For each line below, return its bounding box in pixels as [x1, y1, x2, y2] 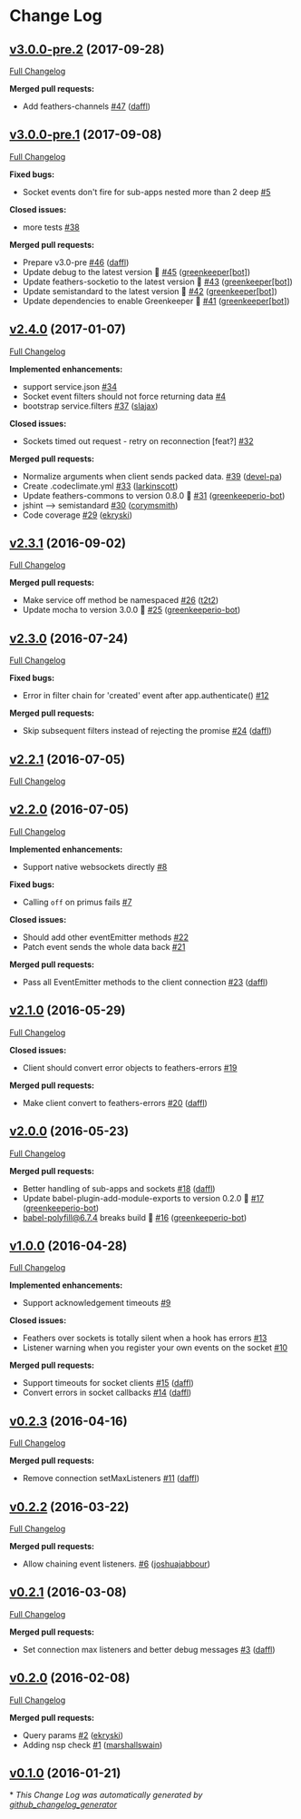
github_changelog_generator [9, 1799, 118, 1810]
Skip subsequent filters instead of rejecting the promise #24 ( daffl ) [22, 726, 272, 736]
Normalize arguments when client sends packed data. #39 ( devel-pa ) [22, 470, 283, 481]
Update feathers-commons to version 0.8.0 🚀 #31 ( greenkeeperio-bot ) [22, 489, 286, 500]
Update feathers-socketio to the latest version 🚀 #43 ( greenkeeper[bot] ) [22, 276, 293, 287]
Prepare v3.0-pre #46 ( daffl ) [22, 256, 130, 268]
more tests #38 [22, 222, 80, 232]
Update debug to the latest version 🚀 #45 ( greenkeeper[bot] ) [22, 266, 251, 277]
